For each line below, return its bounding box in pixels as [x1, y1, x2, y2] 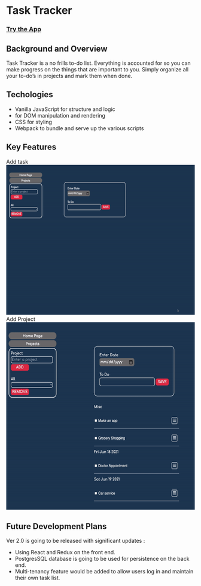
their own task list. [14, 574, 60, 582]
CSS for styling [14, 118, 53, 125]
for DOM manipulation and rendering [14, 112, 106, 119]
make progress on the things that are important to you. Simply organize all [6, 65, 189, 73]
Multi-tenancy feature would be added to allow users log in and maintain [14, 568, 194, 575]
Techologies [6, 89, 53, 100]
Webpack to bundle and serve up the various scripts [14, 124, 144, 132]
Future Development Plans [6, 521, 107, 531]
